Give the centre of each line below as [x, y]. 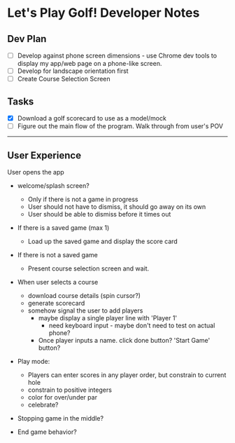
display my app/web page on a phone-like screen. [90, 64]
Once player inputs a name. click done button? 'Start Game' [124, 340]
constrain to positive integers [70, 390]
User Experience [44, 155]
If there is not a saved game [57, 254]
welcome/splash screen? [53, 185]
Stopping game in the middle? [60, 418]
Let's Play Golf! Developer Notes [104, 13]
